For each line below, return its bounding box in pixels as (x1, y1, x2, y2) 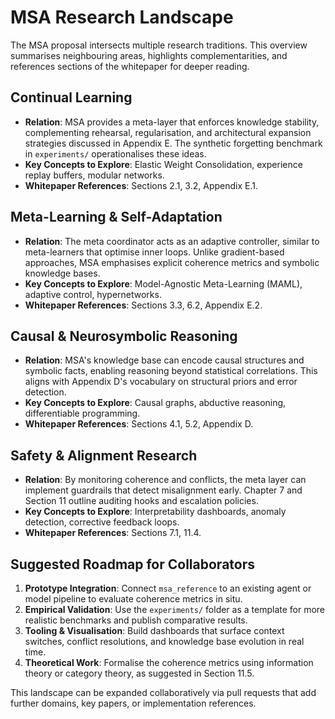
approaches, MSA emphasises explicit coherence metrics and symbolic (24, 256, 320, 268)
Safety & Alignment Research (10, 447, 198, 464)
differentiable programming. (24, 407, 141, 420)
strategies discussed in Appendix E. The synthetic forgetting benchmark (24, 137, 323, 149)
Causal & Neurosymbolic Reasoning (10, 327, 238, 345)
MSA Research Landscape (10, 6, 234, 29)
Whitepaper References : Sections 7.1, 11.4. (24, 527, 202, 539)
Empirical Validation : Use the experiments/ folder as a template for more (24, 604, 326, 615)
